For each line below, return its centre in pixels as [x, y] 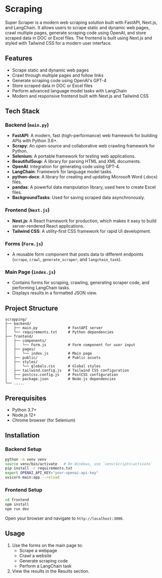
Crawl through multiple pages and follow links [58, 75]
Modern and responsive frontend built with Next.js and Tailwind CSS [80, 96]
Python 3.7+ [24, 410]
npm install [17, 505]
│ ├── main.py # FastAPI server [54, 328]
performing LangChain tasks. [41, 288]
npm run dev [17, 509]
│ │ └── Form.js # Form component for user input [70, 345]
